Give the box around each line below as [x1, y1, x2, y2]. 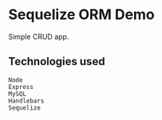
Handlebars [8, 97, 45, 105]
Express [8, 83, 34, 91]
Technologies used [8, 55, 105, 68]
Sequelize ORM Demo [8, 6, 156, 24]
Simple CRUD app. [8, 32, 69, 41]
